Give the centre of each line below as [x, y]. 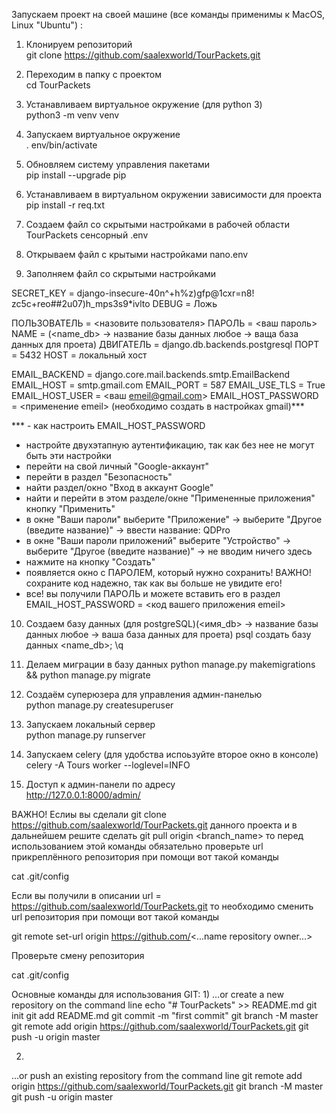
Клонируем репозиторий [79, 44]
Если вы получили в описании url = [86, 895]
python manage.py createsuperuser [99, 705]
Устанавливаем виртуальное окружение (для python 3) [144, 104]
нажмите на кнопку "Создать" [90, 562]
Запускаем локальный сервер [90, 724]
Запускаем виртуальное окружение [103, 134]
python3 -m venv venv [72, 115]
